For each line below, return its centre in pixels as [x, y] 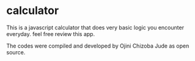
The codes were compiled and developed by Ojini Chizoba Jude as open [98, 46]
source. [16, 52]
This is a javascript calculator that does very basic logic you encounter [95, 27]
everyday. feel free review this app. [51, 34]
